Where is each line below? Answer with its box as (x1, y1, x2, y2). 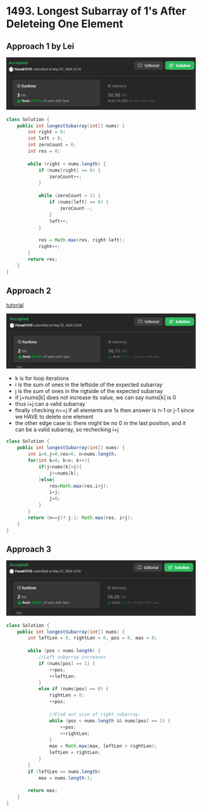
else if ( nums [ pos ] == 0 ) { (38, 686, 109, 692)
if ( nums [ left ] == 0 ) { (49, 199, 109, 206)
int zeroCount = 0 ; (28, 142, 77, 148)
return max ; (28, 788, 58, 794)
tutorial (6, 301, 24, 309)
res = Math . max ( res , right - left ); (38, 237, 125, 244)
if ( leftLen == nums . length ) (28, 769, 101, 775)
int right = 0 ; (28, 129, 66, 135)
